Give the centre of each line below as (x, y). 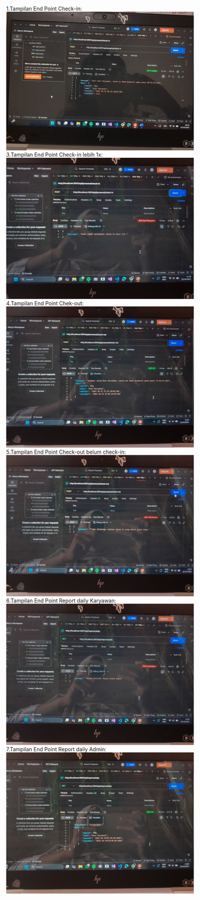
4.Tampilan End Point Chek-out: (45, 304)
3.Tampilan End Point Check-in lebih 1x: (54, 155)
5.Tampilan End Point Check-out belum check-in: (66, 452)
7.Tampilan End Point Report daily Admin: (57, 749)
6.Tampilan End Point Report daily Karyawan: (61, 601)
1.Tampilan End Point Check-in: (44, 9)
